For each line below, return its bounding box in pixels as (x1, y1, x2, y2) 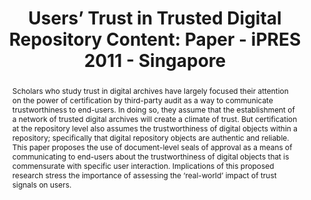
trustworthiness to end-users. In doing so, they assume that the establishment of (11, 104, 295, 115)
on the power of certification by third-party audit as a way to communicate (11, 95, 274, 106)
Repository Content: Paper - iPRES (8, 28, 302, 51)
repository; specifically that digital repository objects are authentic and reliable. (11, 132, 290, 143)
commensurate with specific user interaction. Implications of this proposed (11, 160, 275, 171)
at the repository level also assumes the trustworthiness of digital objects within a (11, 123, 298, 134)
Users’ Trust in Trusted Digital (28, 7, 282, 30)
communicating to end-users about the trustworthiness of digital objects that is (11, 151, 290, 162)
